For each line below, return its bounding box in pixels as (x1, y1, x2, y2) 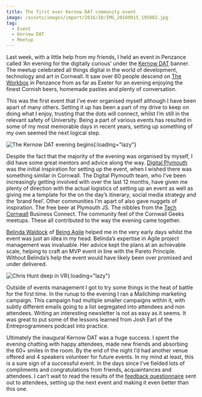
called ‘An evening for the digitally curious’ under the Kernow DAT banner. (6, 60, 190, 67)
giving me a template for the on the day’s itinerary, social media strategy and (6, 191, 197, 198)
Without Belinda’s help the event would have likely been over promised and (6, 254, 193, 261)
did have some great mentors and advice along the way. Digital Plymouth (6, 159, 188, 166)
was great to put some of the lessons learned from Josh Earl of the (6, 316, 173, 323)
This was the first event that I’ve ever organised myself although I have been (6, 97, 197, 104)
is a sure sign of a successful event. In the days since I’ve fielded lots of (6, 360, 185, 367)
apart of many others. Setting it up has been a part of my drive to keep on (6, 104, 189, 110)
